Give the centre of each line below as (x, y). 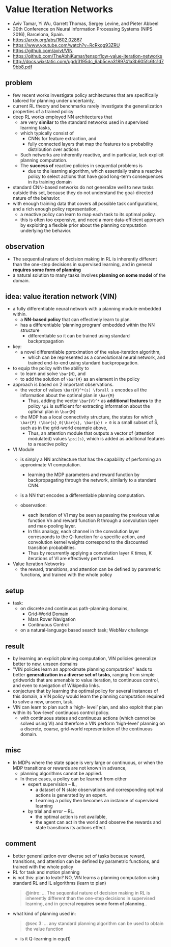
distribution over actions (53, 149)
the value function (44, 929)
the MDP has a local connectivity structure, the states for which (87, 417)
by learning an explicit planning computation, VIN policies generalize (84, 658)
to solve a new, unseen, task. (43, 702)
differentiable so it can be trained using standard (79, 336)
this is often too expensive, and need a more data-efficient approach (92, 220)
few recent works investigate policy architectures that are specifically (85, 95)
